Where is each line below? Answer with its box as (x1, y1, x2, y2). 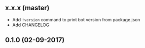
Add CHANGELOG (12, 22, 49, 28)
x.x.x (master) (5, 4, 50, 12)
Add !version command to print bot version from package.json (12, 16, 141, 22)
